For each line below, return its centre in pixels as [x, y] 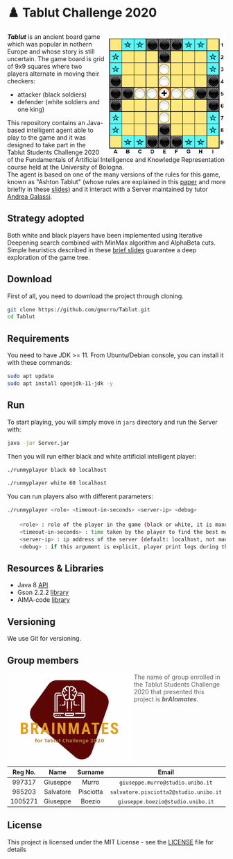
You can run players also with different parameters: [80, 496]
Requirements [38, 338]
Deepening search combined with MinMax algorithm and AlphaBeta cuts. [112, 243]
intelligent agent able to [60, 130]
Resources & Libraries [55, 568]
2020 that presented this [169, 692]
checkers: [21, 81]
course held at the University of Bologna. [66, 167]
